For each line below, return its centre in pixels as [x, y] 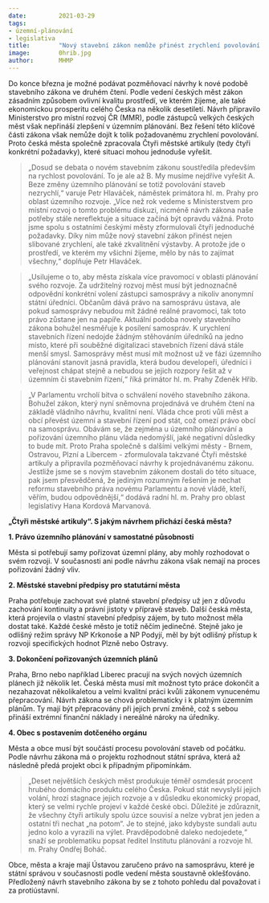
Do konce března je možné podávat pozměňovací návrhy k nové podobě [128, 83]
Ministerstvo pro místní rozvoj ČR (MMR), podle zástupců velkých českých [131, 117]
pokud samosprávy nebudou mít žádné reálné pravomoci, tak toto [137, 311]
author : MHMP [41, 61]
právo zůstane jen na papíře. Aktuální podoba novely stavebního [134, 319]
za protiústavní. [34, 890]
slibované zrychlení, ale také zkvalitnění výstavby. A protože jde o [137, 244]
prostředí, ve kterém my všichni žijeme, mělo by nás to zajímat [131, 252]
